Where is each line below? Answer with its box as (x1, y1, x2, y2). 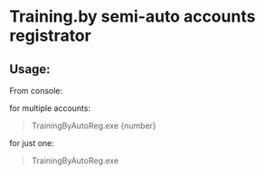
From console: (9, 86, 63, 96)
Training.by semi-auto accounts (9, 6, 256, 27)
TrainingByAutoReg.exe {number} (31, 120, 156, 131)
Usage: (9, 61, 52, 77)
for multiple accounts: (9, 103, 91, 114)
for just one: (9, 138, 54, 148)
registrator (9, 25, 92, 46)
